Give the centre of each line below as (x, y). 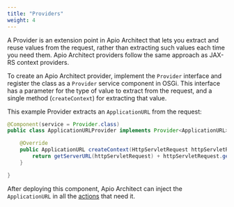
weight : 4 (22, 20)
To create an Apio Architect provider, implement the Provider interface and (115, 76)
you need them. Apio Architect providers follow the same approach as (108, 55)
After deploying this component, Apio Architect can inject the (95, 188)
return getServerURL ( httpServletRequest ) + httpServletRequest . (127, 156)
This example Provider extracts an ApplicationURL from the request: (104, 112)
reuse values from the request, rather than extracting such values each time (116, 47)
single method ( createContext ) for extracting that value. (87, 98)
